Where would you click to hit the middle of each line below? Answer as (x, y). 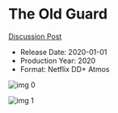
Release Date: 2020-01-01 (63, 52)
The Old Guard (58, 14)
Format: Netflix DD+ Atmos (65, 69)
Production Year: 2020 (58, 61)
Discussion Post (35, 36)
